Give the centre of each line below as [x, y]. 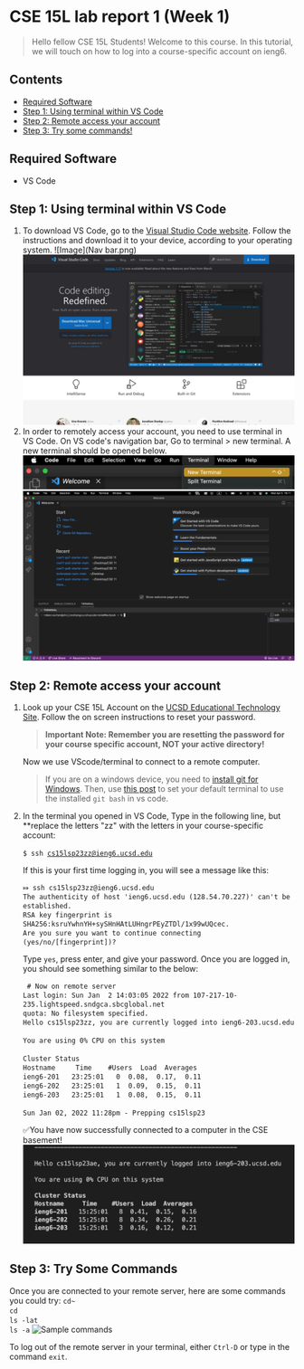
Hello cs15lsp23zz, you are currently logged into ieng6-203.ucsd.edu [158, 1023]
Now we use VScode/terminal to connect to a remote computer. [141, 762]
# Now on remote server [71, 987]
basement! [43, 1140]
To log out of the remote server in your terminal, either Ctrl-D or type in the [150, 1346]
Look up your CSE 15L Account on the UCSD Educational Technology [151, 708]
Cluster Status [51, 1059]
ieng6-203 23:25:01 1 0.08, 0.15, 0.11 [112, 1095]
